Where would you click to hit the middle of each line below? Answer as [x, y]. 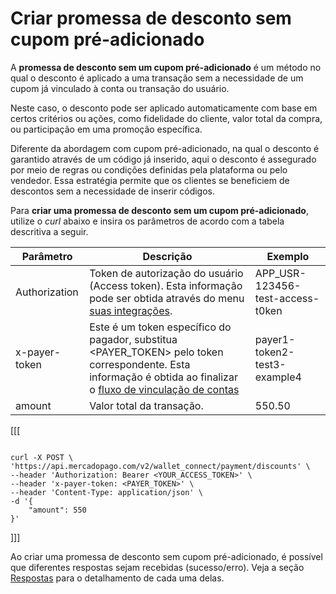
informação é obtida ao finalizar [163, 377]
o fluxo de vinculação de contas [164, 389]
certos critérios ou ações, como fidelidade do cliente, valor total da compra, [166, 118]
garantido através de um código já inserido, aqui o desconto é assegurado [163, 159]
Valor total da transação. [146, 405]
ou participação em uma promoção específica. [106, 129]
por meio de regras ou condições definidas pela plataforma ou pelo [149, 169]
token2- [274, 352]
